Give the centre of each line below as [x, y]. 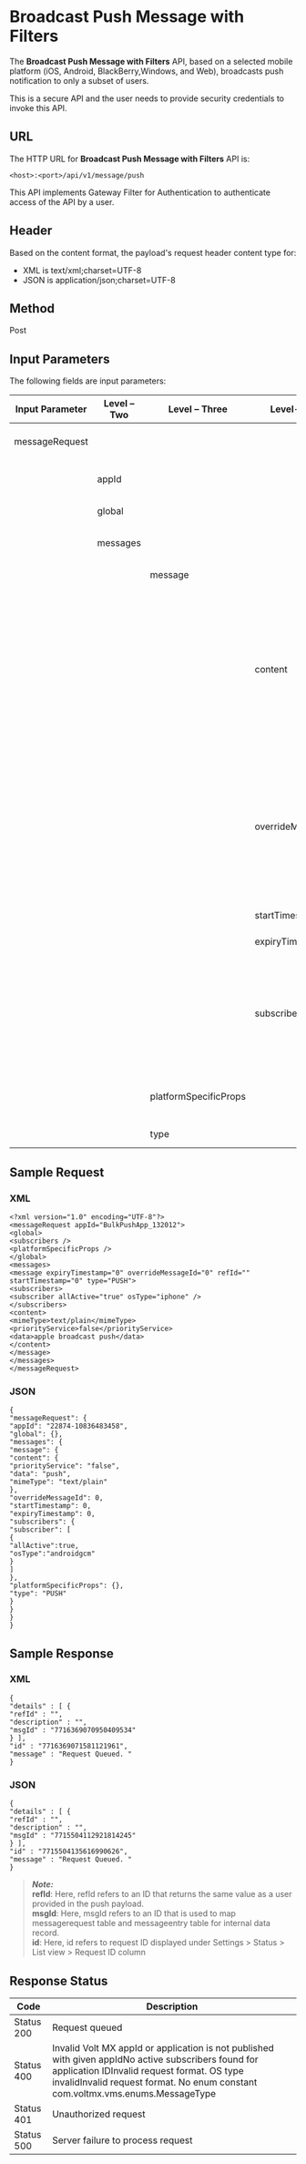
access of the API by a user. [62, 201]
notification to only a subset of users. [79, 80]
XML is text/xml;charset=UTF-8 [82, 270]
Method [32, 308]
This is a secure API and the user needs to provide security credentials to [147, 98]
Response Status [59, 1980]
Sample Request [57, 1172]
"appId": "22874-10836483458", [69, 1426]
